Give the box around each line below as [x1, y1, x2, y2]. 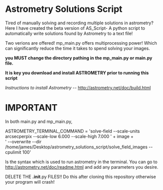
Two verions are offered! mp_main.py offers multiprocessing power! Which [5, 40, 157, 46]
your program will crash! [5, 179, 55, 185]
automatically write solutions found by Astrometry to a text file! [5, 30, 133, 36]
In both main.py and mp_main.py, [5, 118, 73, 125]
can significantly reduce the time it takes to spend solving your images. [5, 45, 150, 51]
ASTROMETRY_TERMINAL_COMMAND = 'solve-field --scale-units [5, 128, 140, 134]
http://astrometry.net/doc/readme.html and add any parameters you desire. [5, 164, 159, 170]
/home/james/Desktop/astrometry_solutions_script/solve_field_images [5, 144, 148, 150]
